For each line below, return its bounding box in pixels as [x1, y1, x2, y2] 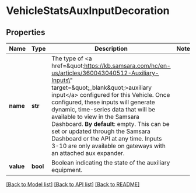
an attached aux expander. [51, 149, 125, 157]
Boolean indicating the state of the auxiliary [51, 159, 170, 167]
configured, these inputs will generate [51, 98, 156, 106]
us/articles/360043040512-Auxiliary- [51, 69, 159, 77]
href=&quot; [51, 62, 85, 69]
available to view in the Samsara [51, 113, 140, 121]
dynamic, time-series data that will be [51, 106, 156, 113]
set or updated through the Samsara [51, 127, 150, 135]
